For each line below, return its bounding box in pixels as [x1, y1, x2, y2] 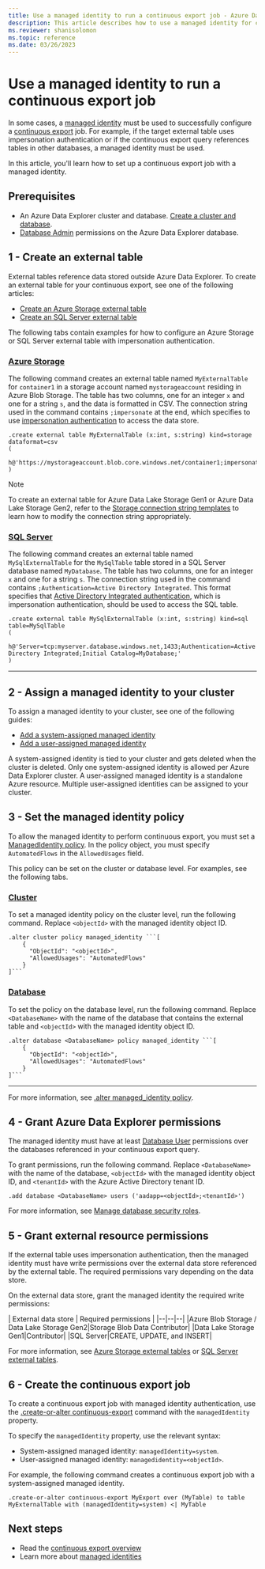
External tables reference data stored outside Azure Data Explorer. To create [8, 271, 256, 281]
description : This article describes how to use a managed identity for [8, 19, 252, 27]
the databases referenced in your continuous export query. [8, 1145, 200, 1154]
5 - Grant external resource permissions [8, 1229, 209, 1242]
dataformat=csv [8, 438, 58, 445]
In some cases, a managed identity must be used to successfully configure [8, 118, 252, 127]
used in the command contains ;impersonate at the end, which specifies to [8, 407, 251, 416]
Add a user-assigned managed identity [19, 739, 147, 748]
